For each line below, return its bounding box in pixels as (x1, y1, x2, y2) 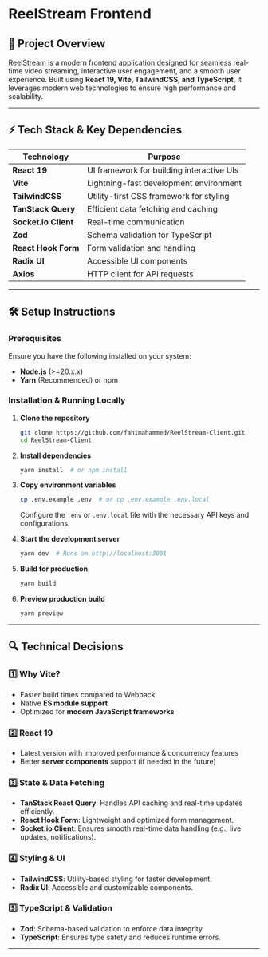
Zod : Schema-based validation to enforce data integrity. (19, 923, 205, 933)
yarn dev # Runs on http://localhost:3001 (19, 550, 167, 558)
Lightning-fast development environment (87, 177, 242, 189)
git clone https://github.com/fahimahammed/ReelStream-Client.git (19, 428, 246, 436)
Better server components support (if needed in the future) (19, 756, 217, 766)
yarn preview (19, 610, 64, 617)
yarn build (19, 580, 57, 588)
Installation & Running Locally (8, 395, 126, 406)
